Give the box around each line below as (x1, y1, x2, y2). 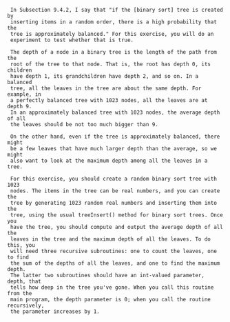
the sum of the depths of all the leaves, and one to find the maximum (10, 260, 220, 267)
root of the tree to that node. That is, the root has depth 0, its (10, 61, 211, 68)
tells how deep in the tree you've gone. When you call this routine (10, 284, 214, 291)
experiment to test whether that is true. (10, 37, 134, 43)
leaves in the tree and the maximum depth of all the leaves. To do (10, 236, 211, 243)
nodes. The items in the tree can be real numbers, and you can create (10, 188, 220, 194)
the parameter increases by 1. (10, 308, 100, 315)
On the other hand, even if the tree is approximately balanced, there (10, 133, 220, 140)
